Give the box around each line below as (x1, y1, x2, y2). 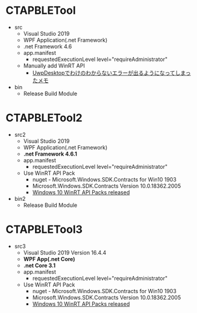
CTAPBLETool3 (5, 223, 83, 236)
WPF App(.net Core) (23, 255, 76, 262)
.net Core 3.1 (23, 262, 55, 269)
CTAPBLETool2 (5, 111, 83, 125)
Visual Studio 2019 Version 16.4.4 (23, 248, 107, 256)
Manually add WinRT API (23, 62, 85, 69)
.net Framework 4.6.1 (23, 150, 78, 157)
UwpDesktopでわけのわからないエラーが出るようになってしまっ (32, 69, 191, 76)
